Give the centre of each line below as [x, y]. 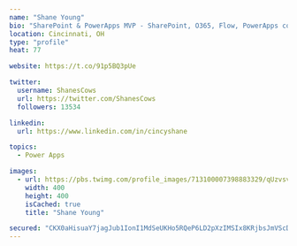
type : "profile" [39, 42]
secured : [25, 228]
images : [23, 172]
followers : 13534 [49, 107]
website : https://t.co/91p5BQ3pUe [73, 66]
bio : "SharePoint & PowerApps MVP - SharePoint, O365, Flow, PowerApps [144, 26]
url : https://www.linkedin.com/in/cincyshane [103, 131]
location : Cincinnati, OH [57, 34]
